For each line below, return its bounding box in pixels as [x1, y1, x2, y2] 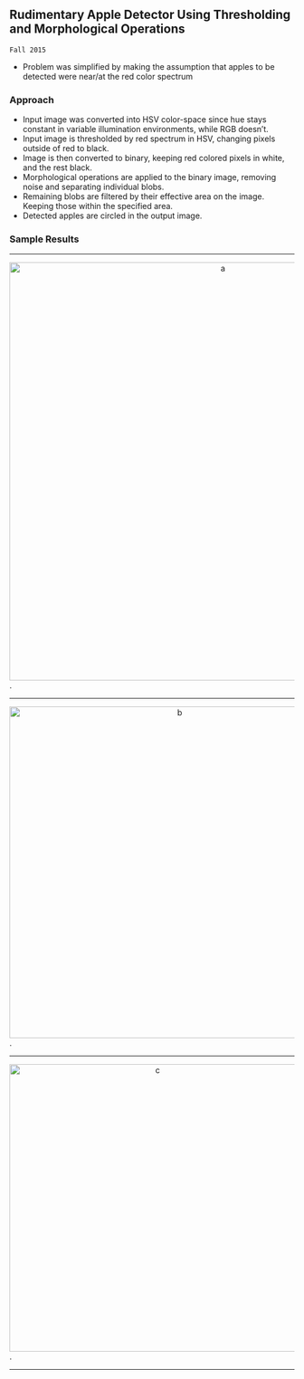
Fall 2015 [9, 45, 47, 54]
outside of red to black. [22, 143, 109, 154]
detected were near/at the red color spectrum [22, 71, 193, 81]
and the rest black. [22, 162, 93, 173]
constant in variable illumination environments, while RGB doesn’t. [22, 124, 269, 135]
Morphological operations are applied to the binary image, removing [22, 172, 277, 183]
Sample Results [9, 233, 80, 245]
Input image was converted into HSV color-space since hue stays [22, 114, 267, 125]
